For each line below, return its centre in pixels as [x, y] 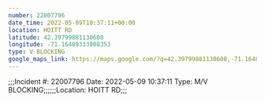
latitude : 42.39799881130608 [56, 37]
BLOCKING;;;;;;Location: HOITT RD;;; [68, 89]
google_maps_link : [38, 60]
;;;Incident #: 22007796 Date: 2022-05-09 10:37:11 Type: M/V [108, 81]
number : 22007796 [37, 15]
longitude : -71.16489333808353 [60, 45]
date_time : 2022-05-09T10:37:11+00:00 [72, 23]
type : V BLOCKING [37, 52]
